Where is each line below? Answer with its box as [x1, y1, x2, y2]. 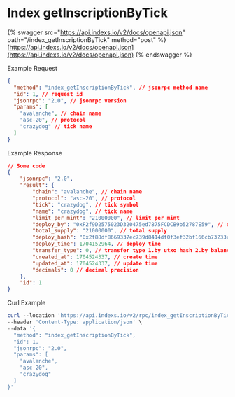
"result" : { [20, 182, 55, 189]
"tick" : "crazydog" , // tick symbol [32, 201, 139, 208]
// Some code [7, 162, 45, 169]
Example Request [7, 64, 58, 72]
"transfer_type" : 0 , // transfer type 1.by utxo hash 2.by [32, 247, 208, 254]
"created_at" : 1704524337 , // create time [32, 253, 158, 260]
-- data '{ [7, 325, 36, 332]
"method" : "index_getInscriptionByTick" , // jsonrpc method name [13, 84, 208, 91]
